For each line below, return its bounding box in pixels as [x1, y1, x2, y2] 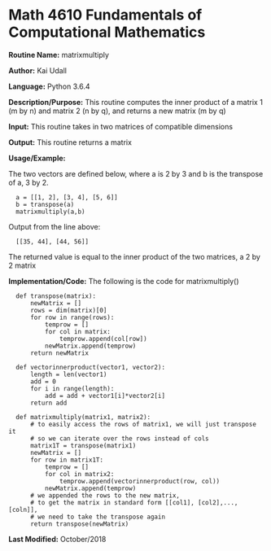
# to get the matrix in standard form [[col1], [29, 498, 195, 506]
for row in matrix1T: [29, 456, 104, 464]
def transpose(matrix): [15, 291, 96, 300]
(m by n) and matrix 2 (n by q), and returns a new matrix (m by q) [8, 106, 226, 116]
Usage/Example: [8, 153, 66, 163]
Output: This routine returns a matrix [8, 137, 133, 147]
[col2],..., [198, 498, 238, 506]
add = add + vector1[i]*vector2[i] [44, 391, 165, 400]
